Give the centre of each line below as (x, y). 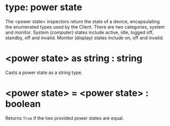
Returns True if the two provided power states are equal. (65, 118)
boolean (23, 104)
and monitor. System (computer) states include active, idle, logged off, (79, 32)
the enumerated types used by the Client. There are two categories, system (85, 27)
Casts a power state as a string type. (44, 72)
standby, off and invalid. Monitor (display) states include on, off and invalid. (84, 38)
